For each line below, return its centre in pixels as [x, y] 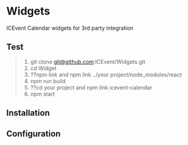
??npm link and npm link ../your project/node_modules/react [106, 75]
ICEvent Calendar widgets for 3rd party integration [70, 28]
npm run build [48, 81]
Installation [28, 113]
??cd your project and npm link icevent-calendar [91, 87]
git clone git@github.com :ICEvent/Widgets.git [88, 61]
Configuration [34, 134]
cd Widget [43, 68]
